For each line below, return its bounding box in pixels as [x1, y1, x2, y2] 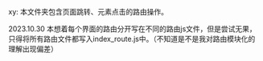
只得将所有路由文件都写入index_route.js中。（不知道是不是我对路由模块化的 [8, 35, 256, 43]
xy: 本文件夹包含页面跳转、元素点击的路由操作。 [8, 7, 169, 16]
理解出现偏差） [8, 44, 58, 54]
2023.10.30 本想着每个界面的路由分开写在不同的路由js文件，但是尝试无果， [8, 24, 257, 34]
